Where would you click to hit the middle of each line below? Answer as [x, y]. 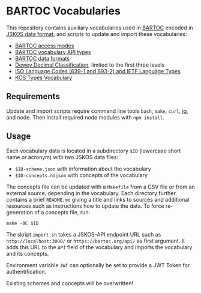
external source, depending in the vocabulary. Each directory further [91, 193]
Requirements [33, 96]
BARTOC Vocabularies [64, 11]
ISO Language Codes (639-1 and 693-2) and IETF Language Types [98, 71]
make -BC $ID [22, 223]
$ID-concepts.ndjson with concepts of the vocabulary [81, 175]
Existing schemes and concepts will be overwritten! [70, 283]
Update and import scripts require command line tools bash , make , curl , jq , [97, 111]
